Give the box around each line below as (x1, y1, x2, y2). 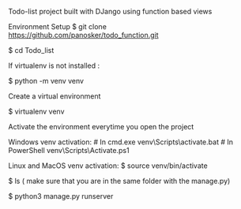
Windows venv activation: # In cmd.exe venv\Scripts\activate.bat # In (8, 137, 233, 147)
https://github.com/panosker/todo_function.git (8, 31, 160, 39)
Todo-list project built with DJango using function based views (8, 7, 213, 16)
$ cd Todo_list (8, 46, 55, 54)
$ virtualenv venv (8, 106, 65, 116)
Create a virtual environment (8, 91, 101, 101)
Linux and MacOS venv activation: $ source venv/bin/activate (8, 161, 208, 170)
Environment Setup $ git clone (8, 22, 107, 31)
